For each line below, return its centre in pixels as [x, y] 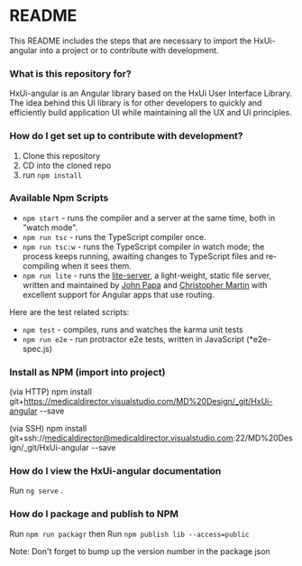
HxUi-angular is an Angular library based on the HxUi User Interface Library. [151, 93]
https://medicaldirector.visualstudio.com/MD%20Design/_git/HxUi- [148, 402]
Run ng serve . [36, 491]
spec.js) [37, 348]
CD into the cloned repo [67, 165]
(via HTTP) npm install [51, 392]
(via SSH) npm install [48, 429]
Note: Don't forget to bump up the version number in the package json [140, 551]
